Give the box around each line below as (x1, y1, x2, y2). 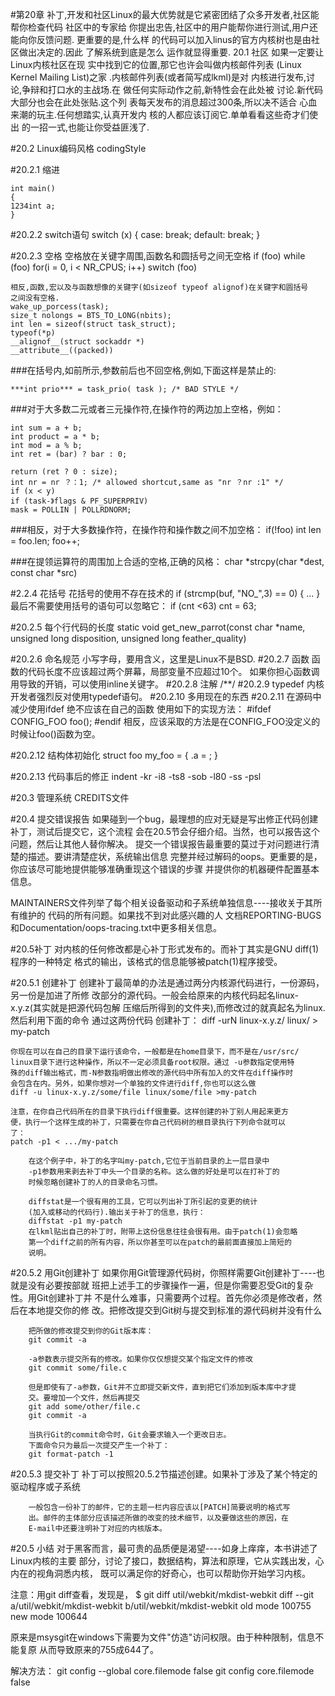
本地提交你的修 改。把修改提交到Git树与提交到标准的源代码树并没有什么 (27, 1304, 323, 1316)
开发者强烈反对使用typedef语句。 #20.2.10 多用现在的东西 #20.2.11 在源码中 (10, 691, 322, 702)
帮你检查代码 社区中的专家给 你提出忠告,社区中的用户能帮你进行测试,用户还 (10, 21, 318, 33)
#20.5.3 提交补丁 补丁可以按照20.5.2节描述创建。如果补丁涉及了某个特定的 (10, 1468, 318, 1480)
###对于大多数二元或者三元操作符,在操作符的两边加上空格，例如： (10, 403, 284, 415)
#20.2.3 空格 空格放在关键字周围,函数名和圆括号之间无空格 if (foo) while (10, 250, 306, 262)
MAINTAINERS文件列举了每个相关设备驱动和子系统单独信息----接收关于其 (10, 897, 314, 908)
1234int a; (10, 201, 56, 211)
